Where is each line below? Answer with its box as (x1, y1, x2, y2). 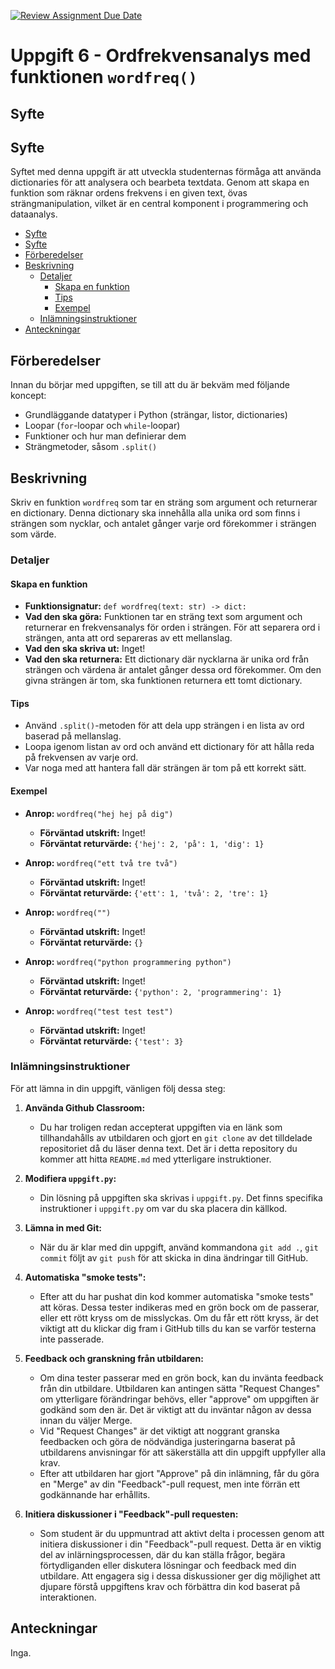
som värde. (10, 528, 57, 540)
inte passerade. (39, 1333, 105, 1345)
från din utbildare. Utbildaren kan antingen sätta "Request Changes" (39, 1382, 321, 1394)
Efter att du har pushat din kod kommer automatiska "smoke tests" (39, 1290, 314, 1302)
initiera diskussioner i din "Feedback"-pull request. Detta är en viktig (39, 1538, 322, 1550)
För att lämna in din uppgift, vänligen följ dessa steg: (10, 1082, 226, 1094)
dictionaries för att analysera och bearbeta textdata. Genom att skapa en (10, 176, 310, 189)
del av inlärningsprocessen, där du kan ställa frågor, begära (39, 1548, 286, 1560)
